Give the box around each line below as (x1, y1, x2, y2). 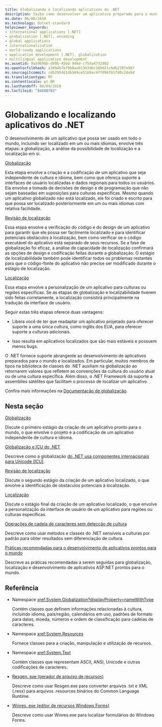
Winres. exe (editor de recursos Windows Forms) (12, 702, 110, 708)
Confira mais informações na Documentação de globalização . (5, 388, 128, 394)
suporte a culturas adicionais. (12, 329, 71, 335)
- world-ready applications (5, 47, 62, 52)
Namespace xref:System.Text (12, 649, 71, 655)
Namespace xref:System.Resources (12, 631, 83, 636)
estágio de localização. (5, 266, 51, 271)
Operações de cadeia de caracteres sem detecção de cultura (5, 521, 127, 527)
